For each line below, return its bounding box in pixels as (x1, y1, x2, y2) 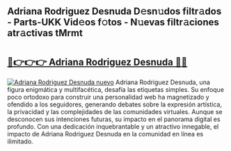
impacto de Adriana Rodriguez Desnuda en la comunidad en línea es (7, 130, 204, 138)
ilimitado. (7, 137, 33, 145)
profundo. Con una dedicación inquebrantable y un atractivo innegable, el (7, 122, 219, 131)
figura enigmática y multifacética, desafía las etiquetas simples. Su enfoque (7, 86, 225, 93)
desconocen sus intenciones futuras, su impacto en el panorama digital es (7, 115, 221, 123)
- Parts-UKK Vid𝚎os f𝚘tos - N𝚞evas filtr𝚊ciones (7, 17, 219, 29)
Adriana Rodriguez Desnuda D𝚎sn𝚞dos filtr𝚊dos (7, 6, 222, 17)
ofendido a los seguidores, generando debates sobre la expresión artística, (7, 100, 223, 109)
